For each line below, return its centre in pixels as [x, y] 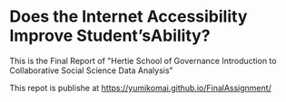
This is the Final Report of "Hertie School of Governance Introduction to [143, 60]
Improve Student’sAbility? [110, 36]
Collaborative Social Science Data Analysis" [92, 70]
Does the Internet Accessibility [128, 17]
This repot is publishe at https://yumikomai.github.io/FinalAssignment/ [141, 88]
